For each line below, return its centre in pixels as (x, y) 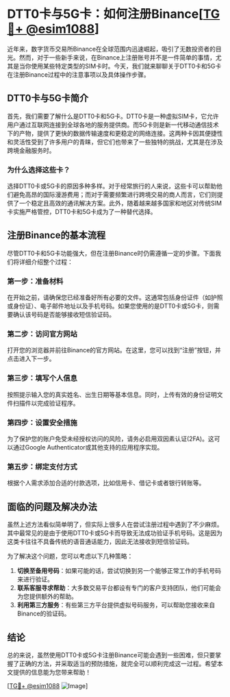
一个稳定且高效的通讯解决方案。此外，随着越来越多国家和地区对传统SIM (120, 204)
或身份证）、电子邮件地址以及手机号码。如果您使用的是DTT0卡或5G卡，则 (110, 306)
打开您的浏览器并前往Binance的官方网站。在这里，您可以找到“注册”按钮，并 (114, 350)
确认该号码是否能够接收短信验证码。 (64, 315)
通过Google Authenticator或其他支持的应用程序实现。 (88, 448)
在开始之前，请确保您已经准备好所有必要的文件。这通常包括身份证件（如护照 (115, 297)
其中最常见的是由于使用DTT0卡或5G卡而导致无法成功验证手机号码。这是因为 (115, 533)
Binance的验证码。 (43, 613)
